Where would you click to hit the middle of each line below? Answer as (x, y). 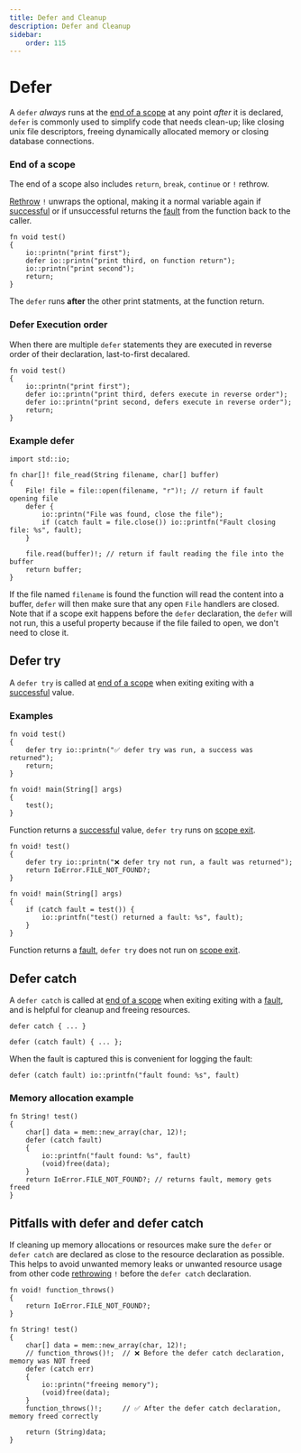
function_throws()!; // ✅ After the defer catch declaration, (154, 1409)
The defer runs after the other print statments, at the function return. (137, 301)
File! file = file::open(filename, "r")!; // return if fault (145, 491)
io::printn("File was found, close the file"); (132, 515)
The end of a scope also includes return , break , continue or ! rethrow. (139, 184)
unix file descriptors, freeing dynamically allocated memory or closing (139, 132)
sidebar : (26, 34)
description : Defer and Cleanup (70, 26)
